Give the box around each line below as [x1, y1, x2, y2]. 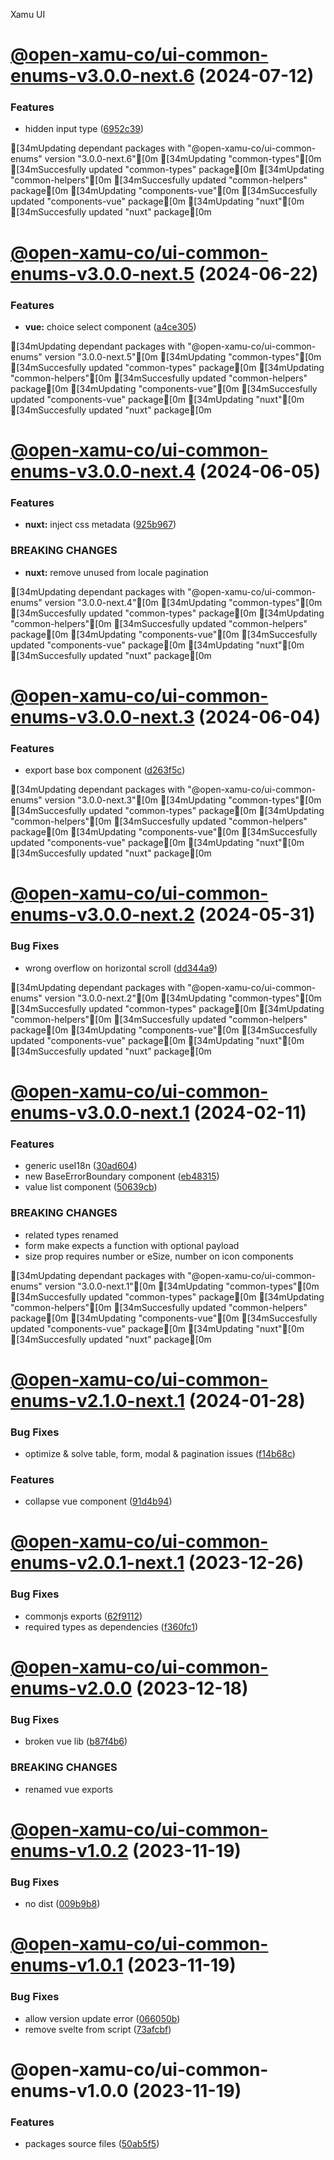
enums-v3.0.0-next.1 [10, 1101, 190, 1124]
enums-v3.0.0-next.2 [10, 904, 195, 926]
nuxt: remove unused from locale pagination [24, 566, 209, 578]
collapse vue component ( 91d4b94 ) [24, 1495, 173, 1508]
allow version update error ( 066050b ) [24, 2012, 181, 2024]
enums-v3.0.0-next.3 [10, 705, 195, 728]
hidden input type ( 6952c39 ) [24, 123, 145, 135]
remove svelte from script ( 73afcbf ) [24, 2023, 172, 2035]
